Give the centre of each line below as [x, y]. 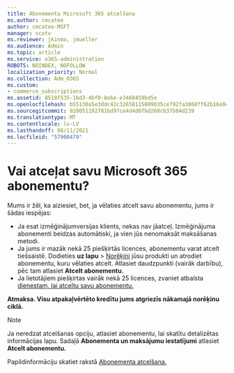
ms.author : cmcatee [36, 20]
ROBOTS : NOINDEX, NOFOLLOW [46, 66]
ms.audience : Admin [36, 46]
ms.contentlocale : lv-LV [43, 124]
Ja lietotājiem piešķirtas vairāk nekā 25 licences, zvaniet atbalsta [110, 278]
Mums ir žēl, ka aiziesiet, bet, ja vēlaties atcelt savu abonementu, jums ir [111, 206]
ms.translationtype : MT [42, 117]
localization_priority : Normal [53, 72]
